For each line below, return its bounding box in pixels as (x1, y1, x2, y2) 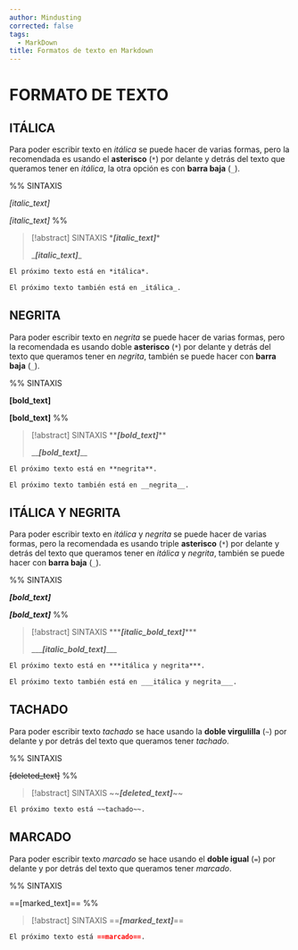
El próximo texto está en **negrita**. (9, 464, 158, 473)
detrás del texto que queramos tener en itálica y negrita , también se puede (9, 547, 286, 559)
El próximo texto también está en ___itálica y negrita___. (9, 677, 238, 687)
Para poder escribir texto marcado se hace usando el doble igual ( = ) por (9, 853, 277, 864)
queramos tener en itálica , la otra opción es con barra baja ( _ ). (9, 163, 241, 174)
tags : (9, 30, 29, 38)
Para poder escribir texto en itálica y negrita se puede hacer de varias (9, 529, 268, 539)
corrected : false (9, 21, 74, 30)
